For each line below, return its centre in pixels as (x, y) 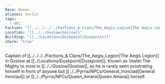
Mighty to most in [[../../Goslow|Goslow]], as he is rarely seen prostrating (79, 66)
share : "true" (20, 42)
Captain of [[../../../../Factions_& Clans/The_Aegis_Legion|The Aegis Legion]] (82, 56)
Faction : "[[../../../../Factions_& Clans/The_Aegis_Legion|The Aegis (79, 28)
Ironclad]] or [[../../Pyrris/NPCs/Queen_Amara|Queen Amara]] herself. (75, 76)
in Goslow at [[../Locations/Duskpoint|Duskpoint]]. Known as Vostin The (78, 61)
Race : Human (17, 10)
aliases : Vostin (22, 14)
